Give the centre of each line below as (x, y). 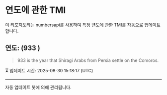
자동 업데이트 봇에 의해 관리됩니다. (38, 87)
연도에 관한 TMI (36, 10)
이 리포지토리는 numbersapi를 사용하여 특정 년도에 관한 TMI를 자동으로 (74, 25)
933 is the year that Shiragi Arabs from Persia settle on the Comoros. (88, 60)
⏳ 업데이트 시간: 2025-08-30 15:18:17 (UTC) (49, 70)
